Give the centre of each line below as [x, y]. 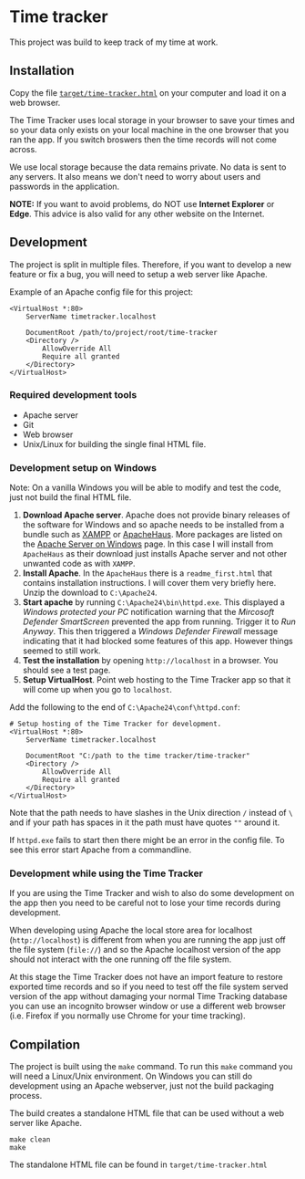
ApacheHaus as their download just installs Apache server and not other [155, 554]
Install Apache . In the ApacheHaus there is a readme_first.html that [147, 573]
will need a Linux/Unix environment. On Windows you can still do [131, 1076]
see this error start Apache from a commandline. [101, 850]
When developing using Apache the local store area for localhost [131, 930]
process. [26, 1096]
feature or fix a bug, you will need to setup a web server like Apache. [139, 274]
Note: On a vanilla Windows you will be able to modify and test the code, [146, 488]
